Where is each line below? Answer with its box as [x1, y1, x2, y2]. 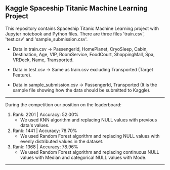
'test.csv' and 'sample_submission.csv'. [5, 36, 88, 42]
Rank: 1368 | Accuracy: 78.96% [12, 144, 78, 150]
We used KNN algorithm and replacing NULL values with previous [20, 116, 157, 123]
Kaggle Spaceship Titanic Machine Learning [5, 4, 148, 13]
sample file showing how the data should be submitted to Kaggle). [12, 87, 151, 93]
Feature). [12, 72, 32, 78]
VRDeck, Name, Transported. [12, 57, 74, 63]
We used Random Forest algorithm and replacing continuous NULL [20, 149, 159, 155]
